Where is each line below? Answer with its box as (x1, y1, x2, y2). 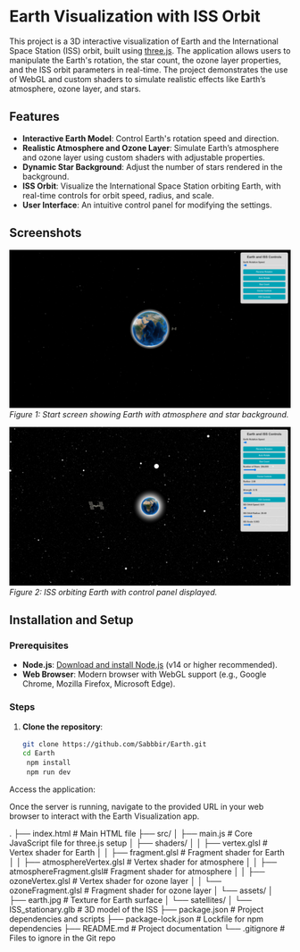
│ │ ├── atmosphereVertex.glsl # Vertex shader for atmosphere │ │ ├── (9, 856, 278, 868)
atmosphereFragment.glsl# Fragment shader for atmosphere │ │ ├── (9, 866, 265, 877)
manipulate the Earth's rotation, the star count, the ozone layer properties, (9, 55, 281, 65)
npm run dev (26, 768, 71, 777)
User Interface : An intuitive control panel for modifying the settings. (21, 199, 272, 210)
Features (9, 109, 60, 124)
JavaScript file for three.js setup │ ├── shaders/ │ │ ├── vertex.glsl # (9, 838, 268, 848)
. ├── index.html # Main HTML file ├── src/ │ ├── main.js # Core (9, 829, 253, 839)
